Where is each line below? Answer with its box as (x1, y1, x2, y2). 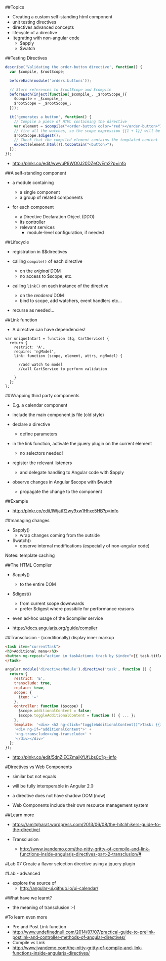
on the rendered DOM (19, 292, 64, 298)
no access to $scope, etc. (19, 273, 73, 279)
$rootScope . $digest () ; (14, 133, 61, 138)
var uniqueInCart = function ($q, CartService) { (5, 336, 110, 341)
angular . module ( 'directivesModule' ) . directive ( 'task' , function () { (5, 667, 152, 672)
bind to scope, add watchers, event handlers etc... (19, 298, 122, 303)
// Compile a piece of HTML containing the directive (14, 119, 127, 124)
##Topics (5, 4, 25, 10)
